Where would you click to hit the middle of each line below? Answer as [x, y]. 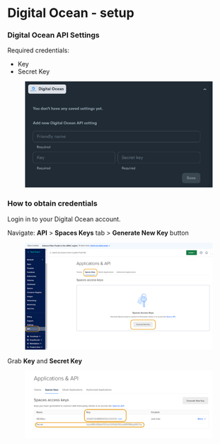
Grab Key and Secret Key [45, 361]
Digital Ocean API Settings [54, 35]
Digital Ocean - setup [71, 13]
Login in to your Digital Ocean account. [64, 219]
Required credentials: [38, 50]
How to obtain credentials [52, 204]
